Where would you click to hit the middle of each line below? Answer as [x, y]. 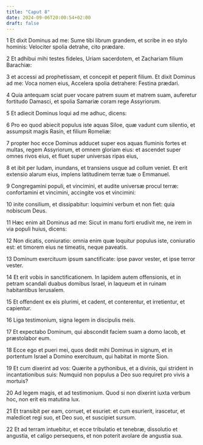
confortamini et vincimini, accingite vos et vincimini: [71, 192]
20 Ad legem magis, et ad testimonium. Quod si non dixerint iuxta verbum [98, 393]
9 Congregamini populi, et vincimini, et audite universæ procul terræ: [92, 186]
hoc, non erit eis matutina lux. [43, 399]
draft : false [23, 23]
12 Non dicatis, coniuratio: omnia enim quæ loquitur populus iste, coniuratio [101, 241]
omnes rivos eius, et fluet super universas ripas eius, [72, 156]
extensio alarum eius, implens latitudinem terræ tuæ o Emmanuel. [88, 174]
